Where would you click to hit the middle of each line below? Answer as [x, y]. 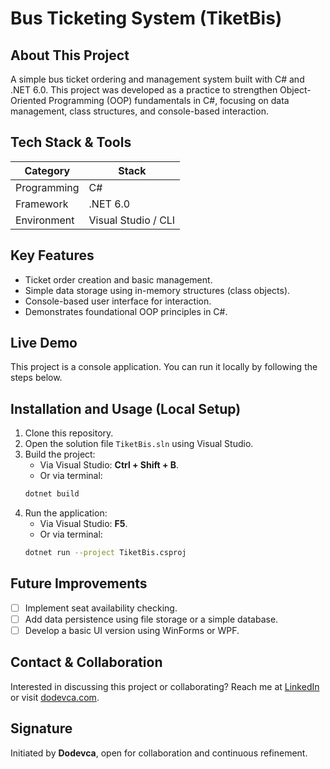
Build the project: [60, 454]
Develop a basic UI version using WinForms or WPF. [132, 630]
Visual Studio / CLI [132, 220]
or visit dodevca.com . [55, 697]
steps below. [36, 378]
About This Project [70, 55]
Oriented [28, 100]
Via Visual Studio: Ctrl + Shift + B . [109, 465]
